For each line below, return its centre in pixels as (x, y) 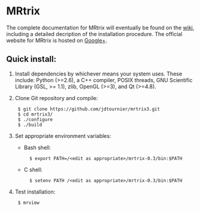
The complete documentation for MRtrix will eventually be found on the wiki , (100, 28)
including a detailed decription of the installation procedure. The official (94, 34)
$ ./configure (35, 119)
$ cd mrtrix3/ (35, 114)
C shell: (33, 170)
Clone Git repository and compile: (56, 98)
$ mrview (29, 203)
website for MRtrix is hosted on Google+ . (57, 40)
